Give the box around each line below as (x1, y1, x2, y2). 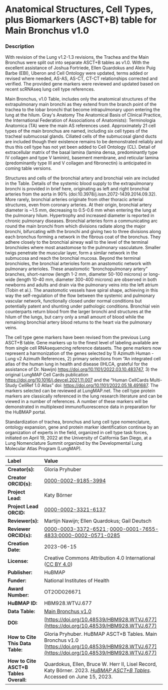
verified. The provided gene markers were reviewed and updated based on (5, 81, 160, 87)
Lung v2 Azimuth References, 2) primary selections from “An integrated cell (5, 356, 161, 362)
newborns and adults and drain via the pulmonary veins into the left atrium (5, 282, 158, 288)
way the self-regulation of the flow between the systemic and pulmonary (5, 292, 155, 299)
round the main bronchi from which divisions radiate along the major (5, 223, 146, 229)
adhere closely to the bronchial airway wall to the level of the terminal (5, 239, 148, 245)
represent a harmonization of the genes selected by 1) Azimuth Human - (5, 350, 154, 356)
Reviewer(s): (7, 518, 38, 525)
